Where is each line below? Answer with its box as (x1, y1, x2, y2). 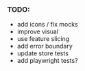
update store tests (16, 49, 69, 57)
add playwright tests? (16, 57, 78, 65)
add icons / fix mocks (16, 20, 78, 29)
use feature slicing (16, 35, 70, 43)
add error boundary (16, 42, 73, 51)
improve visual (16, 27, 59, 35)
